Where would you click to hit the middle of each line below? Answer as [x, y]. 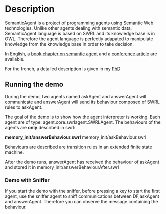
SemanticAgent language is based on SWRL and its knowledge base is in [80, 33]
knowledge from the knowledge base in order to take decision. [69, 44]
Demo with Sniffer [27, 180]
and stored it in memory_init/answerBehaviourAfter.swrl [62, 167]
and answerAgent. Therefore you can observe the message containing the [82, 202]
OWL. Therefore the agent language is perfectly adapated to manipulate [79, 39]
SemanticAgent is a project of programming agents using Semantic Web [79, 23]
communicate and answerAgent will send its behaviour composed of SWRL [82, 102]
